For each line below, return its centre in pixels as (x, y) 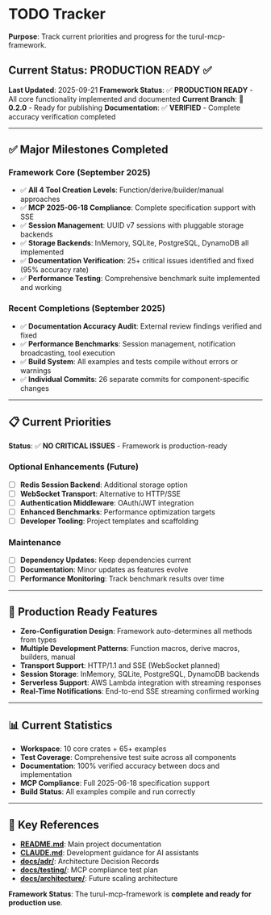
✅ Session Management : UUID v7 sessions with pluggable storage (132, 225)
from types (38, 640)
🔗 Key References (54, 825)
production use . (35, 903)
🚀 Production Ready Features (83, 612)
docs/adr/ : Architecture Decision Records (90, 862)
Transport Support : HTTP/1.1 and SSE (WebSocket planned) (120, 665)
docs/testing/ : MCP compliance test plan (89, 870)
